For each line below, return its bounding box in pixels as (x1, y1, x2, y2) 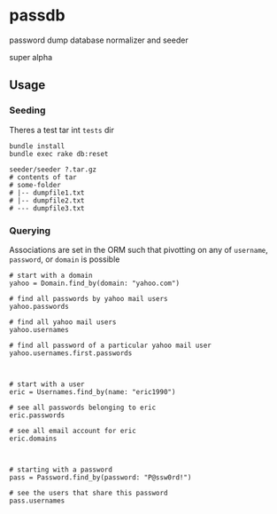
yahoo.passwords (9, 302, 69, 311)
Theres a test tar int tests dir (9, 124, 115, 135)
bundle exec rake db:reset (9, 149, 109, 158)
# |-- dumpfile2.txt (9, 196, 86, 205)
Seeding (9, 104, 46, 116)
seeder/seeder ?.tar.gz (9, 165, 97, 174)
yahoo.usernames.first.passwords (9, 348, 133, 358)
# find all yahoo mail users (9, 317, 117, 327)
